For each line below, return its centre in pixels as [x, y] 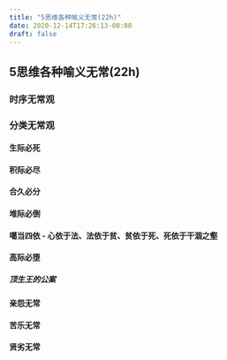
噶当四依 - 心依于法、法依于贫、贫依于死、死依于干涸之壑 [113, 235]
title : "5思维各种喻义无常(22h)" [65, 17]
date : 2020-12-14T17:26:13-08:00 [71, 26]
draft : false [33, 34]
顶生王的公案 [32, 279]
